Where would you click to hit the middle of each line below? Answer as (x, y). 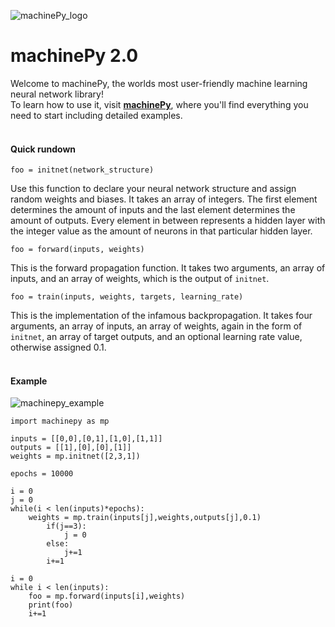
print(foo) (51, 605)
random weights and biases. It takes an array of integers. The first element (164, 199)
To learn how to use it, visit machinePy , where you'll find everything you (159, 104)
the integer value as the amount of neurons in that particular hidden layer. (161, 231)
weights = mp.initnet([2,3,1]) (75, 456)
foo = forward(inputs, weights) (77, 250)
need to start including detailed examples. (96, 115)
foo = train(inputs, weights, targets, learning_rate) (127, 297)
